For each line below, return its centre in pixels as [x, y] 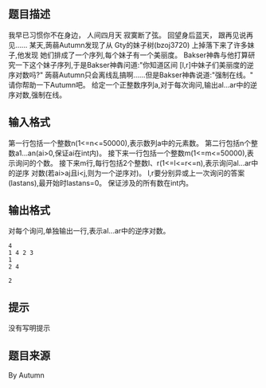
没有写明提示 [29, 328]
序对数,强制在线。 [37, 95]
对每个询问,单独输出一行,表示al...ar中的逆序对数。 [89, 231]
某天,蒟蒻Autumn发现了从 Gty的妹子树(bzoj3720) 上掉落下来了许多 [139, 45]
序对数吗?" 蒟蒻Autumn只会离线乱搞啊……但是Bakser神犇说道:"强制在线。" [131, 75]
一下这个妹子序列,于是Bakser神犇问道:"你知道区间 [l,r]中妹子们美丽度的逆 [134, 65]
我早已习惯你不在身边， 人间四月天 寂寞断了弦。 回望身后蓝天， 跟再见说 [127, 35]
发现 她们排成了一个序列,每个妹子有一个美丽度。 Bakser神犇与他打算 [136, 55]
